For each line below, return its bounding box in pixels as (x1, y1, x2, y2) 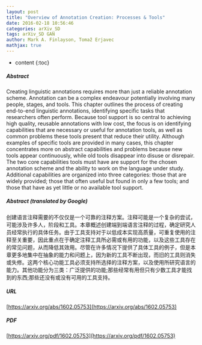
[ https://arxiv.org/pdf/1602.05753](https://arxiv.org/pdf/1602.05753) (6, 332, 176, 339)
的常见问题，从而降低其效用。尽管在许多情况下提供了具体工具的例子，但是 (6, 243, 191, 250)
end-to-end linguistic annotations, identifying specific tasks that (6, 107, 165, 114)
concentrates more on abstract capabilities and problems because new (6, 145, 183, 152)
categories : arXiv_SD (6, 25, 61, 32)
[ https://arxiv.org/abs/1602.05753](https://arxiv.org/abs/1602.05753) (6, 303, 177, 310)
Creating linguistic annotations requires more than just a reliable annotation (6, 88, 192, 95)
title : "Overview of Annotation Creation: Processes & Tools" (6, 14, 165, 20)
